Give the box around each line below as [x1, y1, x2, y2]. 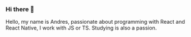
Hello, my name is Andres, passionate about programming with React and [5, 18, 185, 25]
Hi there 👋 [5, 5, 35, 13]
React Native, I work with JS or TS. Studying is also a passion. [5, 24, 157, 31]
